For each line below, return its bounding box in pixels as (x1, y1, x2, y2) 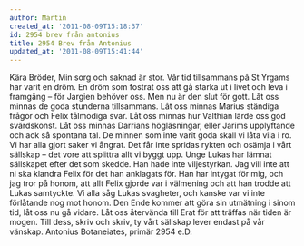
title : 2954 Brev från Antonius (9, 38, 132, 48)
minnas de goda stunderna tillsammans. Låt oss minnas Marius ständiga (9, 101, 279, 112)
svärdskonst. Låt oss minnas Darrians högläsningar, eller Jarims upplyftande (9, 120, 295, 132)
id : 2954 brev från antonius (9, 30, 120, 39)
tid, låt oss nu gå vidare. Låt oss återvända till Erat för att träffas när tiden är (9, 207, 292, 218)
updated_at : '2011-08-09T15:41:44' (9, 47, 144, 56)
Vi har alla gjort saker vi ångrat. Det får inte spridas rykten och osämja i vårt (9, 140, 292, 151)
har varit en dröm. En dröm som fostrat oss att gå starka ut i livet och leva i (9, 82, 288, 93)
